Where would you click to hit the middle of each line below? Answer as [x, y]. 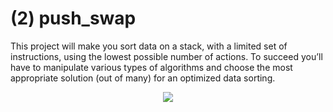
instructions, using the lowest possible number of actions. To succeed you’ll [166, 56]
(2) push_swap [73, 18]
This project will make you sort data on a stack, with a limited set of [149, 46]
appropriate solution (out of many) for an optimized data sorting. [143, 78]
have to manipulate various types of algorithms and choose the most [151, 67]
